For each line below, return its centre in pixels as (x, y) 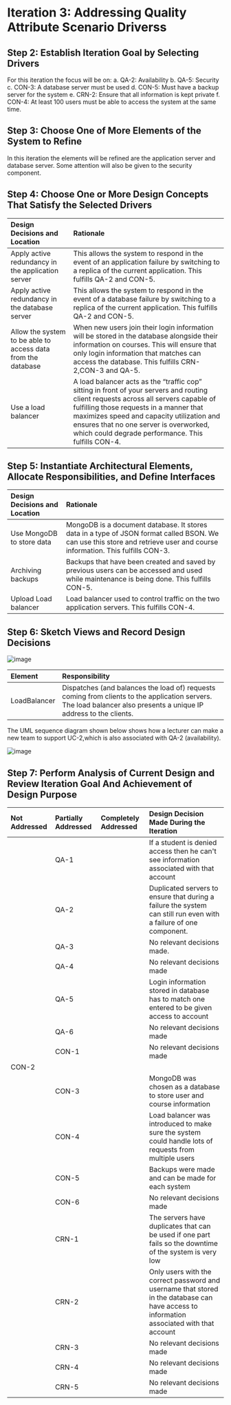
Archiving (26, 570)
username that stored (184, 1289)
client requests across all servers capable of (145, 398)
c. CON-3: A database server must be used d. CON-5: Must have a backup (113, 87)
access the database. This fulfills (126, 361)
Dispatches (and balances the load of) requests (139, 688)
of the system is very (183, 1252)
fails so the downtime (184, 1243)
